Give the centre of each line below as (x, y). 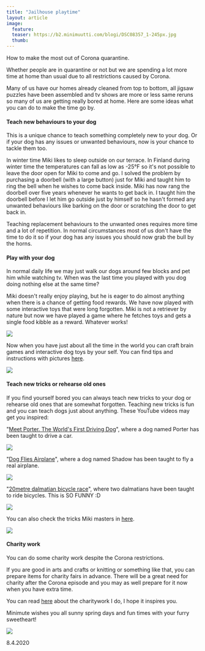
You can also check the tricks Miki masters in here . (70, 519)
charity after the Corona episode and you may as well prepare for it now (97, 582)
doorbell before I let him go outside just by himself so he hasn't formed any (101, 199)
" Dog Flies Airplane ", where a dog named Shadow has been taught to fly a (100, 459)
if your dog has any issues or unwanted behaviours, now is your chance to (100, 142)
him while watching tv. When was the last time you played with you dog (96, 278)
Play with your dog (31, 257)
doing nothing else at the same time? (53, 284)
